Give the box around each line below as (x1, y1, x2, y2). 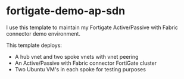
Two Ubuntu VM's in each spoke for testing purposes (14, 65, 146, 72)
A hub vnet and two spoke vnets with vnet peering (14, 53, 139, 60)
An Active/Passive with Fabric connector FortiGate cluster (14, 59, 157, 67)
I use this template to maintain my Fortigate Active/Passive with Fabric (6, 24, 179, 31)
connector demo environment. (6, 30, 80, 37)
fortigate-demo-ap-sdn (6, 4, 126, 18)
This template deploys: (6, 42, 63, 49)
